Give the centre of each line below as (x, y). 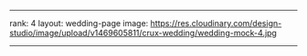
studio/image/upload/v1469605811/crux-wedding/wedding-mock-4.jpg (143, 33)
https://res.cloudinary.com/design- (216, 23)
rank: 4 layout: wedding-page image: (79, 23)
